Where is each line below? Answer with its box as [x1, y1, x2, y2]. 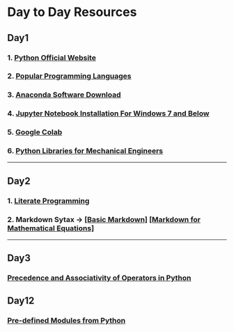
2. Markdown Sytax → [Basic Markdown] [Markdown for [7, 214, 201, 224]
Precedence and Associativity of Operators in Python [7, 273, 192, 283]
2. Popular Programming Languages [7, 71, 132, 81]
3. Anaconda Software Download [7, 90, 121, 100]
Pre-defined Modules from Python [7, 315, 126, 325]
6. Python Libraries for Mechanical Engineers [7, 146, 164, 156]
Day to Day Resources [7, 4, 137, 20]
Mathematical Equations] [7, 223, 95, 233]
